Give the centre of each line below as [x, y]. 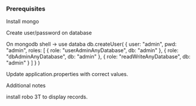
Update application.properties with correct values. [67, 74]
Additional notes [26, 86]
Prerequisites [26, 9]
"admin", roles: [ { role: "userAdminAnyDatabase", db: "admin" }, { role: [92, 50]
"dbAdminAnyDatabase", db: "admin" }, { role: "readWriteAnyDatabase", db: [98, 57]
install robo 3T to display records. [47, 97]
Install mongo [23, 22]
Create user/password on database [49, 33]
